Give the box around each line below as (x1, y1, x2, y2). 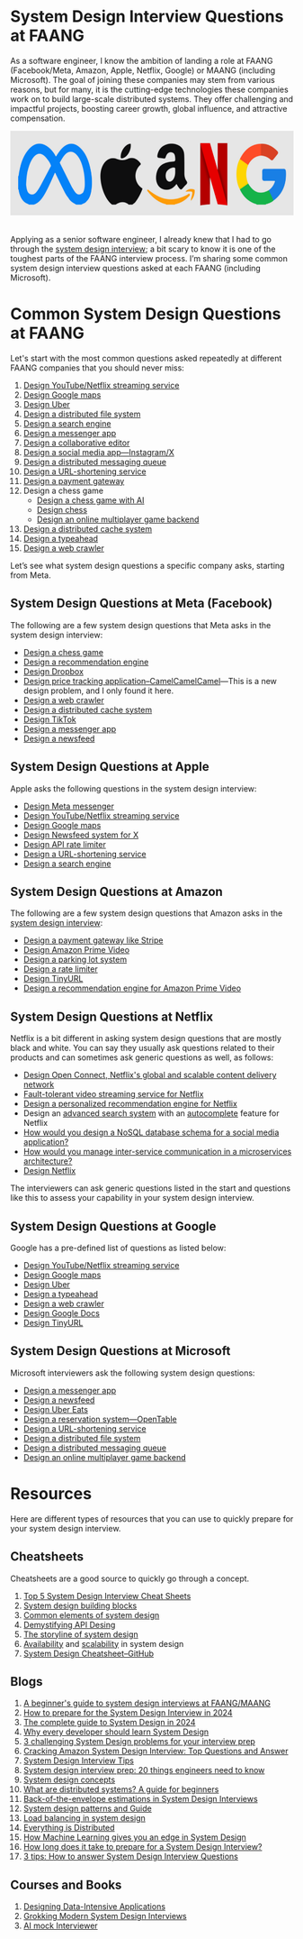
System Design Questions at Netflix (10, 1009, 214, 1024)
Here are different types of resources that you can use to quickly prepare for (10, 1513, 294, 1524)
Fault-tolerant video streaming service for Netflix (22, 1089, 204, 1100)
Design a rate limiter (22, 964, 98, 974)
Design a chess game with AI (36, 494, 145, 506)
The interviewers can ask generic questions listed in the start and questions (10, 1183, 291, 1194)
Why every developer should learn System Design (22, 1726, 209, 1737)
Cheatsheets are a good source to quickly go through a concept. (10, 1573, 250, 1584)
